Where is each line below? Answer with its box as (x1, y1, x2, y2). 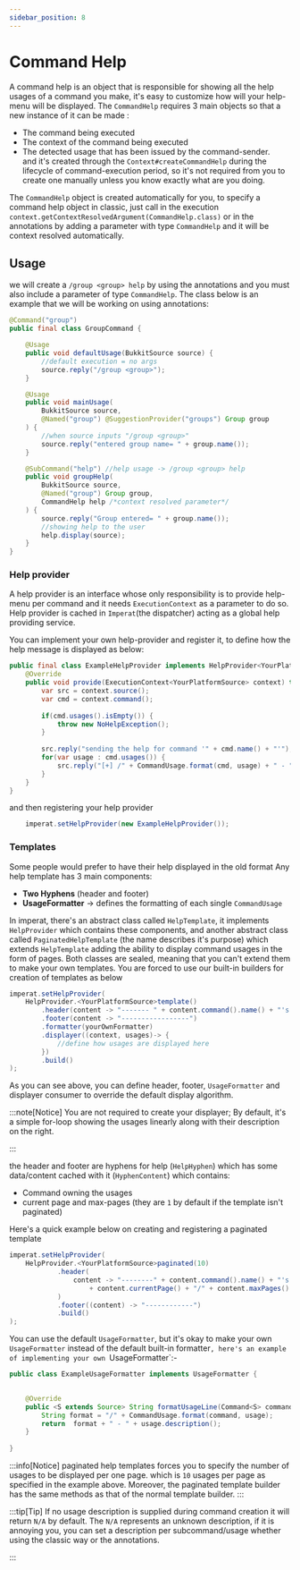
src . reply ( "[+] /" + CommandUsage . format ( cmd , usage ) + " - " (56, 761, 294, 770)
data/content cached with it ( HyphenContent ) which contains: (9, 1170, 230, 1181)
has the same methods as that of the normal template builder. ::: (9, 1489, 245, 1499)
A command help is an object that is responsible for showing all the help (9, 81, 274, 92)
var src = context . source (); (41, 686, 150, 696)
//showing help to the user (41, 522, 146, 531)
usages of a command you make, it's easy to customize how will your (9, 90, 265, 101)
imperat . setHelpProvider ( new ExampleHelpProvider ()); (25, 819, 229, 828)
